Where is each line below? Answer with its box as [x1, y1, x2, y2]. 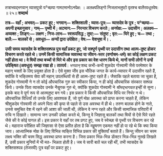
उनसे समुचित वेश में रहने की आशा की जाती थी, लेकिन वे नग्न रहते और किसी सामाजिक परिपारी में [5, 106, 152, 112]
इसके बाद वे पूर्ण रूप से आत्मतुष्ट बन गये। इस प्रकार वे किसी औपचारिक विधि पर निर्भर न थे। [5, 90, 145, 96]
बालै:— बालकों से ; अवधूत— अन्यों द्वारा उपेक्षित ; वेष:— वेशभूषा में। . [5, 37, 111, 42]
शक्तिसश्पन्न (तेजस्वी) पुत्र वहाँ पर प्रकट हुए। [5, 145, 72, 151]
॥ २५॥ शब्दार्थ [5, 10, 28, 16]
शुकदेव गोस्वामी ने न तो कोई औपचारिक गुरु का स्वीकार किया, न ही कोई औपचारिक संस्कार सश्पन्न [5, 79, 153, 85]
